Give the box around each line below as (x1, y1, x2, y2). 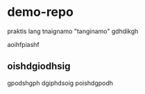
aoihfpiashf (7, 40, 40, 48)
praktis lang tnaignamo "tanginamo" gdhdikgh (7, 27, 139, 35)
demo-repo (7, 4, 74, 20)
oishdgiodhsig (7, 60, 71, 73)
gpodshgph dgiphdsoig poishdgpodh (7, 79, 113, 87)
